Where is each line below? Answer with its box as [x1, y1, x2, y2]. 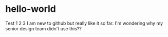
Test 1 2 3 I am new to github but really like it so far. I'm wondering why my [5, 20, 163, 26]
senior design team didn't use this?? [5, 25, 82, 31]
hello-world [5, 3, 57, 15]
